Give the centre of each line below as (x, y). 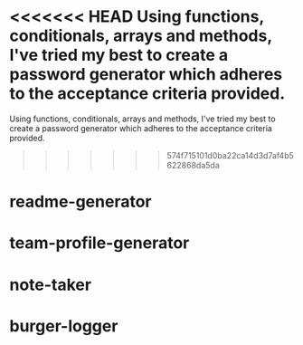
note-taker (51, 285)
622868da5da (193, 165)
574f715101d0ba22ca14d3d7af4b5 (230, 155)
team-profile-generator (99, 243)
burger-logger (64, 326)
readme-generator (80, 202)
